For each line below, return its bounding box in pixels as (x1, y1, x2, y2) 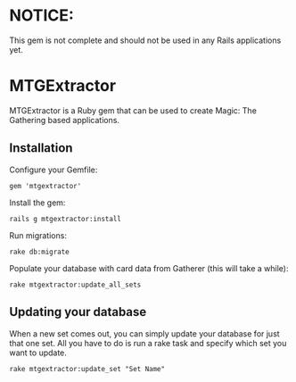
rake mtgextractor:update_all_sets (9, 280, 142, 289)
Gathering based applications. (9, 114, 120, 125)
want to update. (9, 347, 67, 358)
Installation (9, 140, 73, 156)
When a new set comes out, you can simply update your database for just (9, 328, 280, 339)
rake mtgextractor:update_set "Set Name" (9, 364, 166, 373)
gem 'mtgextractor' (9, 181, 82, 190)
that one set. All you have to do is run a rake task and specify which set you (9, 337, 287, 348)
